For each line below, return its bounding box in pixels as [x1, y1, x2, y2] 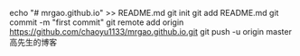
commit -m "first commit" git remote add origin [9, 17, 184, 28]
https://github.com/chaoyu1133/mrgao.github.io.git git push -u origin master [9, 27, 292, 36]
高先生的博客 [9, 37, 57, 47]
